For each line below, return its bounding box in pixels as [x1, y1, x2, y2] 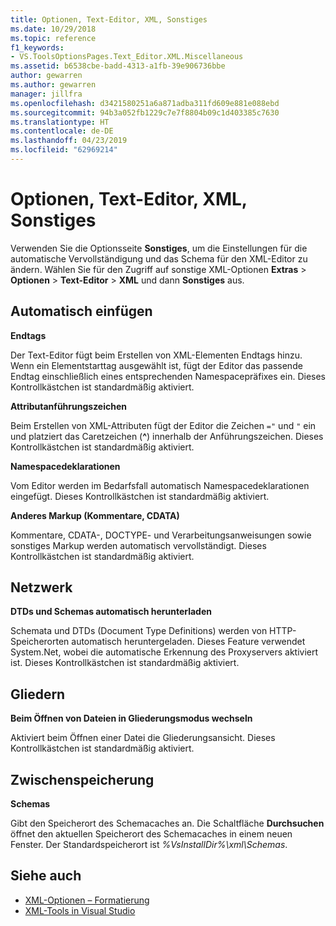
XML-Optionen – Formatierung [24, 894, 150, 906]
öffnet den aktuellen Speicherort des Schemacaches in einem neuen [10, 828, 293, 840]
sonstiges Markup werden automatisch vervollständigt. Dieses [10, 539, 267, 551]
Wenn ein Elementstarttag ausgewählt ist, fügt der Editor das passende [10, 359, 303, 371]
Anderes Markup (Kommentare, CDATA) [10, 509, 180, 521]
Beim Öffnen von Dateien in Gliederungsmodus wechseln [10, 712, 253, 725]
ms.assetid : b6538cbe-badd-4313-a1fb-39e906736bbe [10, 61, 226, 71]
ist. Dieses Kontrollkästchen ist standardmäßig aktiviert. [10, 657, 240, 669]
